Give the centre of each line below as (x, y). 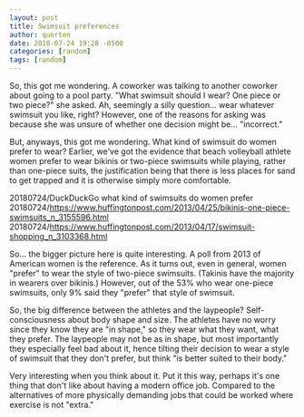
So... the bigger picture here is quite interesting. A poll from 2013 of (135, 254)
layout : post (34, 18)
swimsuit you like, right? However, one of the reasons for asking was (137, 115)
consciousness (38, 320)
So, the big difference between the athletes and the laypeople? (127, 310)
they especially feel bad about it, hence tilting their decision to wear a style (149, 349)
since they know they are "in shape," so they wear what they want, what (144, 329)
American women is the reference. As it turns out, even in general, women (148, 263)
